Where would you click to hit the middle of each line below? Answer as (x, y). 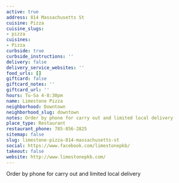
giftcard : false (26, 79)
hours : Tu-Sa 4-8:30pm (35, 95)
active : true (23, 12)
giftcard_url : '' (28, 90)
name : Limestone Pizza (35, 101)
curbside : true (25, 51)
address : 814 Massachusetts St (45, 17)
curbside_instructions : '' (40, 56)
